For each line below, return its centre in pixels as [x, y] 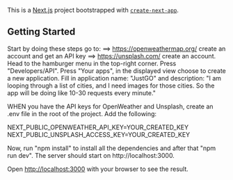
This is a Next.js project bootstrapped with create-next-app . [93, 10]
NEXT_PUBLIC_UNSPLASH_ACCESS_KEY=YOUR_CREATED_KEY [99, 134]
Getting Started [41, 32]
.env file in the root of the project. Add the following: [82, 113]
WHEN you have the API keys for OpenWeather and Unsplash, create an [110, 106]
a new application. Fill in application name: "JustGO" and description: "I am [114, 78]
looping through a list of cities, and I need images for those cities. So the [111, 85]
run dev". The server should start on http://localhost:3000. [91, 155]
